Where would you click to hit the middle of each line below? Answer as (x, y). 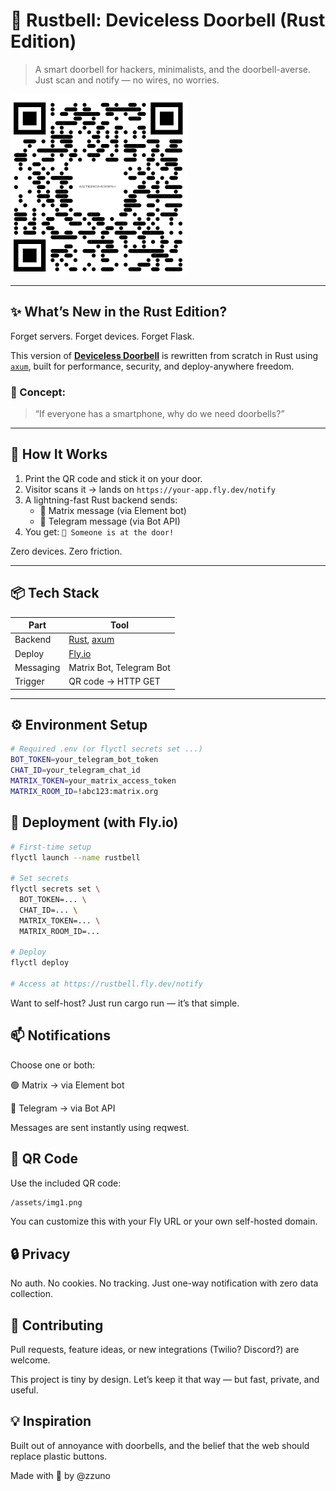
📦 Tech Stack (55, 593)
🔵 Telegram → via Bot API (63, 1108)
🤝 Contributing (57, 1325)
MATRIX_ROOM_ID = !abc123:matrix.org (84, 791)
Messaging (37, 667)
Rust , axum (91, 640)
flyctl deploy (40, 963)
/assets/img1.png (46, 1202)
